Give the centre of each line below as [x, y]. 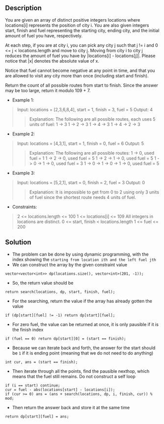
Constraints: [25, 207]
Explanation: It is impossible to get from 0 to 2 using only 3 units [94, 192]
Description [23, 8]
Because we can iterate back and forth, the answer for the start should [84, 348]
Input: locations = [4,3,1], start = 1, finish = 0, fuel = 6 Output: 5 [80, 143]
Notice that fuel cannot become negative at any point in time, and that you [80, 70]
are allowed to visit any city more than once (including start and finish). [77, 75]
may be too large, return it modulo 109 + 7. [48, 90]
